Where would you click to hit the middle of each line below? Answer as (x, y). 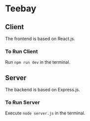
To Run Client (22, 51)
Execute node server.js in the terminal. (45, 113)
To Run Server (22, 103)
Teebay (21, 9)
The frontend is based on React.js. (40, 39)
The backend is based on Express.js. (43, 90)
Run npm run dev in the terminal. (38, 62)
